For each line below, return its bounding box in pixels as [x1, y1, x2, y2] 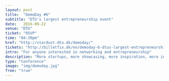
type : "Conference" [5, 59, 46, 64]
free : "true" [5, 68, 33, 73]
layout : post [5, 7, 33, 13]
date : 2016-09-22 [5, 21, 46, 27]
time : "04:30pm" [5, 36, 39, 41]
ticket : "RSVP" [5, 31, 37, 36]
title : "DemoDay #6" [5, 12, 51, 17]
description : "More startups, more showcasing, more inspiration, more [5, 54, 158, 59]
